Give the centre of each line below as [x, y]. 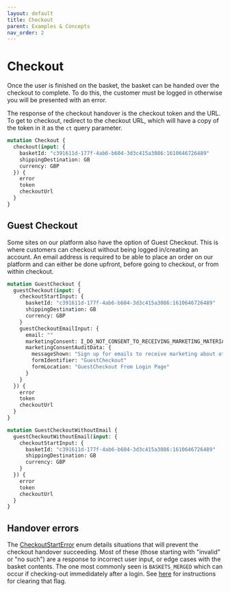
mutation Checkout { [37, 141]
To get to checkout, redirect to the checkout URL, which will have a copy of [113, 121]
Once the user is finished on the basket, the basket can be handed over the [113, 86]
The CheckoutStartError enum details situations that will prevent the [103, 545]
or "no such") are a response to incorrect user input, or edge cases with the [114, 559]
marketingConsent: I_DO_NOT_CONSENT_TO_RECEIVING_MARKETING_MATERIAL [126, 341]
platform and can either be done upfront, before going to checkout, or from [113, 264]
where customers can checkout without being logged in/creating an [103, 249]
